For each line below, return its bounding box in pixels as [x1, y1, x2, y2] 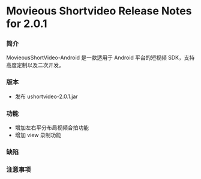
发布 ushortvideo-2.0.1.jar [14, 93, 78, 100]
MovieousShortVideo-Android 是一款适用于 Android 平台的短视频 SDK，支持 [6, 54, 195, 61]
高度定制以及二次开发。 [6, 62, 64, 69]
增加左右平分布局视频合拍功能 [14, 124, 89, 131]
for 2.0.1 [6, 17, 47, 31]
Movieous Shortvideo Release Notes [6, 4, 192, 18]
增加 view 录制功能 [14, 132, 62, 139]
